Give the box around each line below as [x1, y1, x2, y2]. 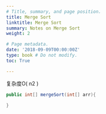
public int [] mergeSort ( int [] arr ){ [6, 92, 96, 97]
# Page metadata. [6, 41, 49, 47]
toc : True [6, 57, 31, 64]
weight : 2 [6, 31, 31, 37]
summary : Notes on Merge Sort [6, 25, 81, 31]
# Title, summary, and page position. [6, 8, 101, 15]
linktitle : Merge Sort [6, 19, 62, 25]
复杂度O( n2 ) [6, 80, 39, 87]
